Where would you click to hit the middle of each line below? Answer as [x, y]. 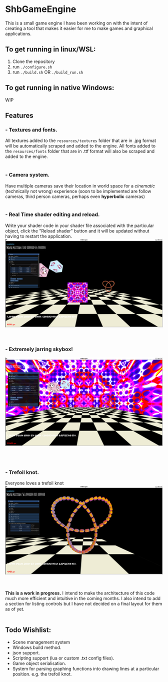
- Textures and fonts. [31, 129]
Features [19, 115]
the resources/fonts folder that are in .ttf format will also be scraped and [80, 151]
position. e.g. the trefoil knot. [42, 674]
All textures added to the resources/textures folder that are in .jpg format [81, 140]
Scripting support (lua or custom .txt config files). [63, 658]
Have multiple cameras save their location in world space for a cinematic [80, 185]
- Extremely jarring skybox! [39, 349]
